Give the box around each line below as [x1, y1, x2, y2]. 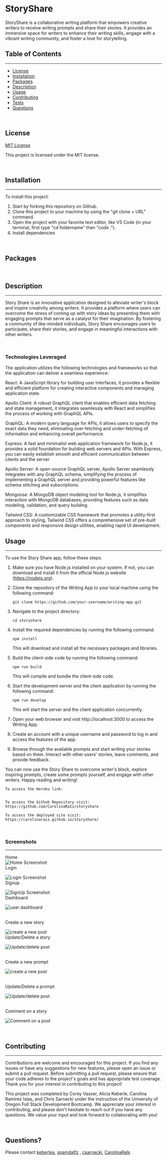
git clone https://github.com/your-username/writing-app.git [12, 600, 142, 605]
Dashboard [5, 895, 28, 901]
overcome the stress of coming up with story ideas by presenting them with [5, 310, 160, 316]
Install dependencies [12, 230, 56, 236]
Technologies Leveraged [5, 353, 66, 360]
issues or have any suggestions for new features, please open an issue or [5, 1065, 156, 1071]
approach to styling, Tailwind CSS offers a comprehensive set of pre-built [5, 517, 156, 523]
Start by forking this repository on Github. [12, 203, 98, 209]
